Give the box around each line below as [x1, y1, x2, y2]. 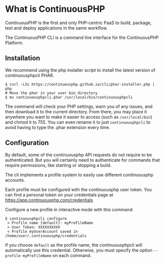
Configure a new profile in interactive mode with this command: [5, 206, 134, 212]
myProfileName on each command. [23, 252, 92, 258]
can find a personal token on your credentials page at [5, 192, 113, 197]
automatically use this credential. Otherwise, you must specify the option [5, 247, 153, 253]
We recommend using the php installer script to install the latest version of [5, 67, 156, 73]
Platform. [5, 39, 24, 45]
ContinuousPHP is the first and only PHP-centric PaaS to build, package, [5, 20, 152, 26]
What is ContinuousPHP [5, 3, 106, 15]
